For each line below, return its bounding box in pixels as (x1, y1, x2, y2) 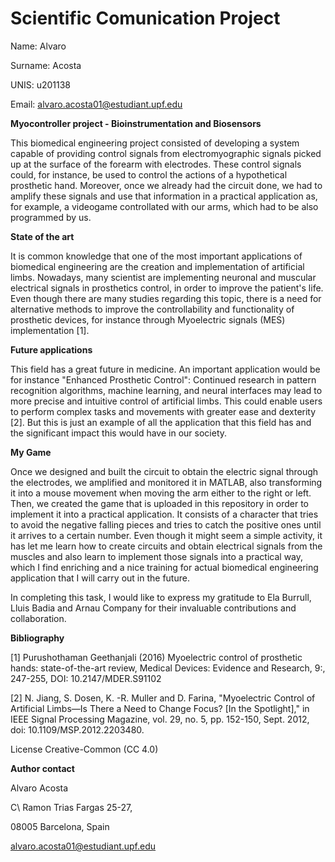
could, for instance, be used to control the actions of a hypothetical (10, 168, 288, 181)
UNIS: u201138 (10, 78, 72, 91)
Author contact (10, 762, 75, 774)
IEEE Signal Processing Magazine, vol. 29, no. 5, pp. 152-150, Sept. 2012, (10, 713, 310, 725)
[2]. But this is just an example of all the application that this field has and (10, 416, 312, 428)
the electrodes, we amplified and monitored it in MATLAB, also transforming (10, 476, 323, 488)
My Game (10, 446, 52, 458)
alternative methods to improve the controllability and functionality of (10, 303, 295, 315)
